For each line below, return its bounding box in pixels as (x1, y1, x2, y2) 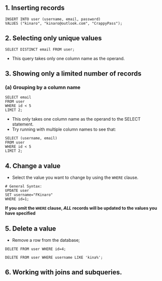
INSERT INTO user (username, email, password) (5, 16, 101, 21)
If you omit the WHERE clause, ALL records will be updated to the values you (5, 205, 158, 211)
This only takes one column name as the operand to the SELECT (12, 116, 141, 122)
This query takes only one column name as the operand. (12, 55, 125, 61)
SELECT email (5, 95, 32, 100)
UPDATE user (5, 188, 29, 193)
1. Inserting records (5, 4, 65, 12)
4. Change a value (5, 162, 61, 170)
